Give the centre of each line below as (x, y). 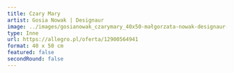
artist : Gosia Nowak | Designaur (56, 20)
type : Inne (23, 33)
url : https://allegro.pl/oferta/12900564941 (73, 40)
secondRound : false (36, 59)
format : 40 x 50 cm (36, 46)
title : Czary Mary (34, 14)
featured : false (31, 53)
